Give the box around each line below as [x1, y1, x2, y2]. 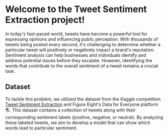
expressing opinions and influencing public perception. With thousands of [5, 36, 158, 42]
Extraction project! [5, 14, 85, 26]
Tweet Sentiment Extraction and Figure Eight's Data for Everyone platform [5, 101, 158, 107]
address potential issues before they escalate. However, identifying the [5, 57, 152, 63]
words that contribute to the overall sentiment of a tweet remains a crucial [5, 63, 158, 69]
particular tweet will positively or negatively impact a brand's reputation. [5, 47, 155, 53]
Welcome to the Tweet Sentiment [5, 4, 147, 15]
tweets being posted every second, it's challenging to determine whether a [5, 41, 161, 47]
